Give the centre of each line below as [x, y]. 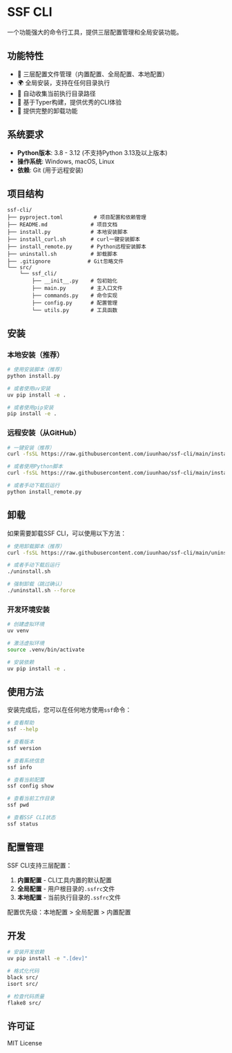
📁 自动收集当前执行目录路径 [56, 93]
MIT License [25, 1043]
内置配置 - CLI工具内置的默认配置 [65, 880]
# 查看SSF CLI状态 [31, 818]
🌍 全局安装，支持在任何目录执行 [64, 82]
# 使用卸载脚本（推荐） [36, 546]
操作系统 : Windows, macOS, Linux [66, 161]
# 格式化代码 [23, 971]
